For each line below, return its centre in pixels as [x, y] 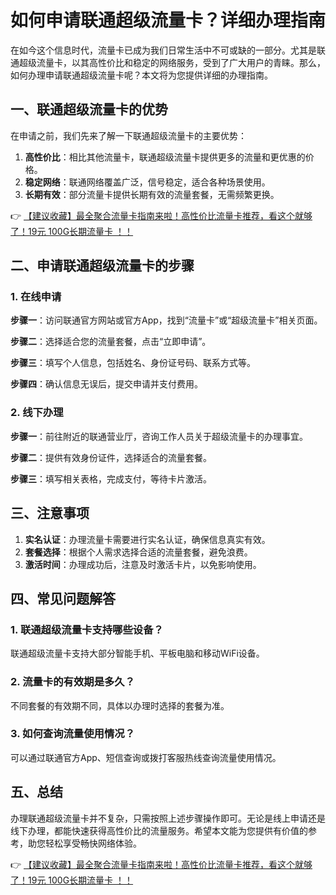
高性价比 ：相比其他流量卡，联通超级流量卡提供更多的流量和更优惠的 [165, 157]
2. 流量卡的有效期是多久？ [73, 682]
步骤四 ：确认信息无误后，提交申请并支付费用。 [106, 384]
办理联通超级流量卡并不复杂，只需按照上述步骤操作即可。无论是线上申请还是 [168, 818]
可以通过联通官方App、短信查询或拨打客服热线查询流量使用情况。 [146, 757]
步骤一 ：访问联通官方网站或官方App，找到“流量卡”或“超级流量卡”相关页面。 [166, 320]
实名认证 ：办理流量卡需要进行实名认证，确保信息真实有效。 [147, 539]
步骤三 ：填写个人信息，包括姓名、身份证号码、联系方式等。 [133, 363]
